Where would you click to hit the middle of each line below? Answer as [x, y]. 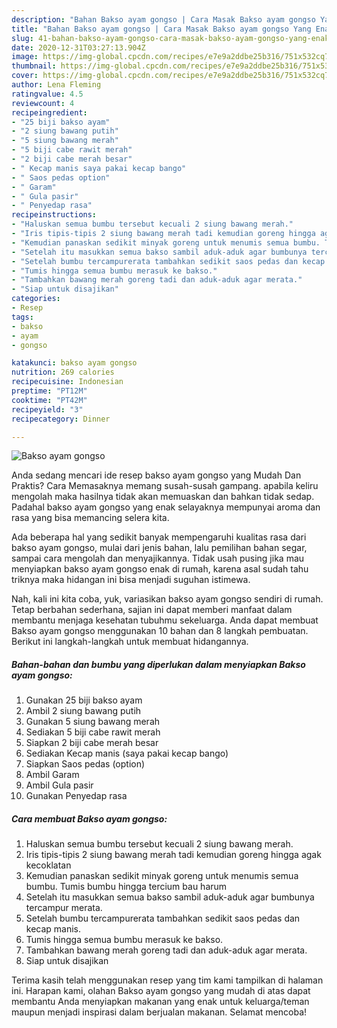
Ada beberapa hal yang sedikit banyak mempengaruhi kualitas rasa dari [159, 537]
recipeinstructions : [54, 215]
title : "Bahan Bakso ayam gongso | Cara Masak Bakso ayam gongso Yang [161, 29]
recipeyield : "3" [47, 409]
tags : [22, 317]
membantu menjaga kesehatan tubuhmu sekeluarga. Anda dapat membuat [165, 620]
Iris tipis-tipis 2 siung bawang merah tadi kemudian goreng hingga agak [173, 855]
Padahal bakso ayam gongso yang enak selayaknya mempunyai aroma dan [166, 507]
